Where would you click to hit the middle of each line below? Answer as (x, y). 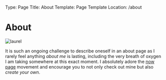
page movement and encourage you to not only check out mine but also (79, 66)
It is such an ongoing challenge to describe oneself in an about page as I (80, 51)
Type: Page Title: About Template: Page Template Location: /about (73, 7)
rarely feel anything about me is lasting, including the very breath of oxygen (83, 56)
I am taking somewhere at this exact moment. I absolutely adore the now (80, 61)
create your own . (23, 72)
